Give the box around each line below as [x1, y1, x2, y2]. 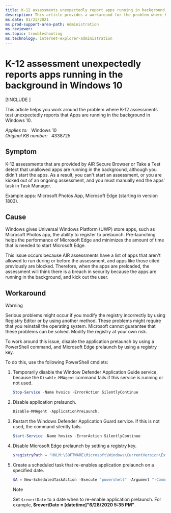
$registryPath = [12, 452, 47, 457]
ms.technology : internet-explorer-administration [5, 36, 113, 41]
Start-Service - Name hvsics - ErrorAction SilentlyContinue [12, 433, 141, 438]
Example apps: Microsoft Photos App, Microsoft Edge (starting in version [5, 192, 158, 199]
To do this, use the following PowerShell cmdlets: [5, 359, 108, 365]
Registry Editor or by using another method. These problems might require [5, 317, 161, 324]
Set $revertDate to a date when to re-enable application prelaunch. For [12, 496, 162, 502]
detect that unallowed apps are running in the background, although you [5, 166, 157, 173]
